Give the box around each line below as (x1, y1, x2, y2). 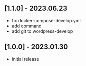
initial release (11, 56, 39, 62)
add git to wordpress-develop (11, 28, 73, 34)
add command (11, 23, 42, 29)
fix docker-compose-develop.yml (11, 17, 81, 23)
